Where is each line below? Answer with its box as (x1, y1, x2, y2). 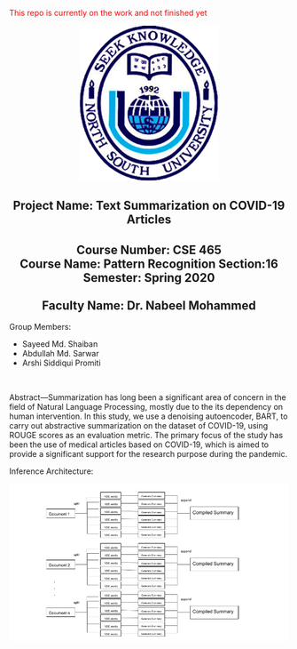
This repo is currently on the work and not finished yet (9, 8, 207, 18)
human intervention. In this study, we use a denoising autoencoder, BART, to (9, 411, 288, 421)
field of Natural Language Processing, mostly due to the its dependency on (9, 402, 284, 413)
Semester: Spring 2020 (82, 270, 215, 285)
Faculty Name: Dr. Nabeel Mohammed (42, 298, 256, 313)
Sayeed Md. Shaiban (21, 339, 98, 349)
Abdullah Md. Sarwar (21, 349, 99, 359)
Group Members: (9, 322, 72, 333)
